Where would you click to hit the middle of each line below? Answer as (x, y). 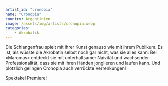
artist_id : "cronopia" (29, 10)
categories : (18, 28)
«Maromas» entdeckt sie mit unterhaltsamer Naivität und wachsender (77, 58)
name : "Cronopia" (23, 14)
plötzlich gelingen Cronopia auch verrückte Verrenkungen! (66, 68)
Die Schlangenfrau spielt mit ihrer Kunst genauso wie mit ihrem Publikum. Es (84, 47)
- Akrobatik (27, 33)
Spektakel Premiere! (26, 78)
